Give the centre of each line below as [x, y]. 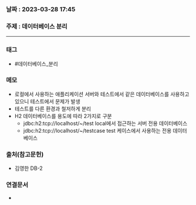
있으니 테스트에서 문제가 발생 [47, 101]
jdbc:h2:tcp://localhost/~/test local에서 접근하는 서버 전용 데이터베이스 [105, 123]
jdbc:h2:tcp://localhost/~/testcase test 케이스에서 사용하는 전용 [97, 130]
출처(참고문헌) [25, 154]
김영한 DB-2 [29, 168]
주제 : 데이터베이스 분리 [37, 26]
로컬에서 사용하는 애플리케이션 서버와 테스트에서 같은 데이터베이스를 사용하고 [102, 94]
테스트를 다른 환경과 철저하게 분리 [53, 109]
